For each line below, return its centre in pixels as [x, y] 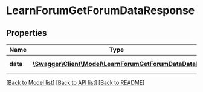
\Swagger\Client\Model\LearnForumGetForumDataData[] [116, 64]
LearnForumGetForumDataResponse [101, 11]
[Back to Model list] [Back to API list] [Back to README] [76, 83]
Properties [27, 33]
